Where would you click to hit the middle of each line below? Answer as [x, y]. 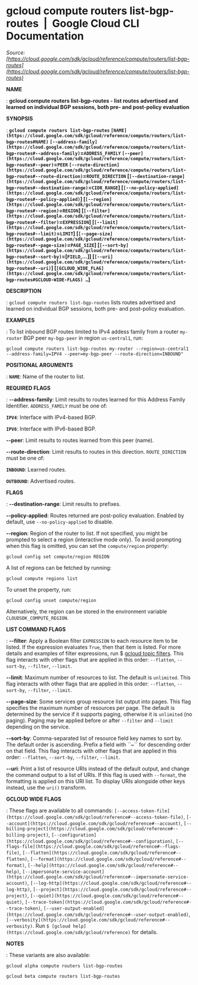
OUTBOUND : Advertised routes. [41, 481]
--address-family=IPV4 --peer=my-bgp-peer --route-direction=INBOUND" [95, 354]
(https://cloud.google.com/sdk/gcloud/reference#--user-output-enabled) [98, 914]
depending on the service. [38, 726]
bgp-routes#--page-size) [37, 245]
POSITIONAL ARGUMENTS [40, 365]
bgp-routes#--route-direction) [45, 176]
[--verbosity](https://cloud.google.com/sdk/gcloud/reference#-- [88, 920]
